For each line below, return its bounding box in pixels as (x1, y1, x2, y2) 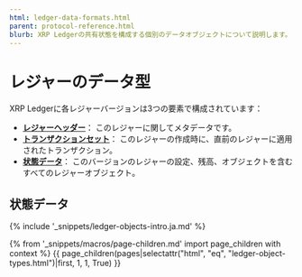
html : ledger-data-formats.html (9, 13, 131, 23)
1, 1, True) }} (76, 258, 122, 269)
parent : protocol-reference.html (9, 22, 135, 31)
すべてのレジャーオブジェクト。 (22, 168, 141, 179)
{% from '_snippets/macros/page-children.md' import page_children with (9, 238, 281, 249)
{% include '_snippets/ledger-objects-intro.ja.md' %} (9, 221, 206, 232)
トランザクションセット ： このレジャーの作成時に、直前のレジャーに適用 (22, 134, 293, 144)
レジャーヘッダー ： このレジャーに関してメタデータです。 (22, 123, 237, 134)
